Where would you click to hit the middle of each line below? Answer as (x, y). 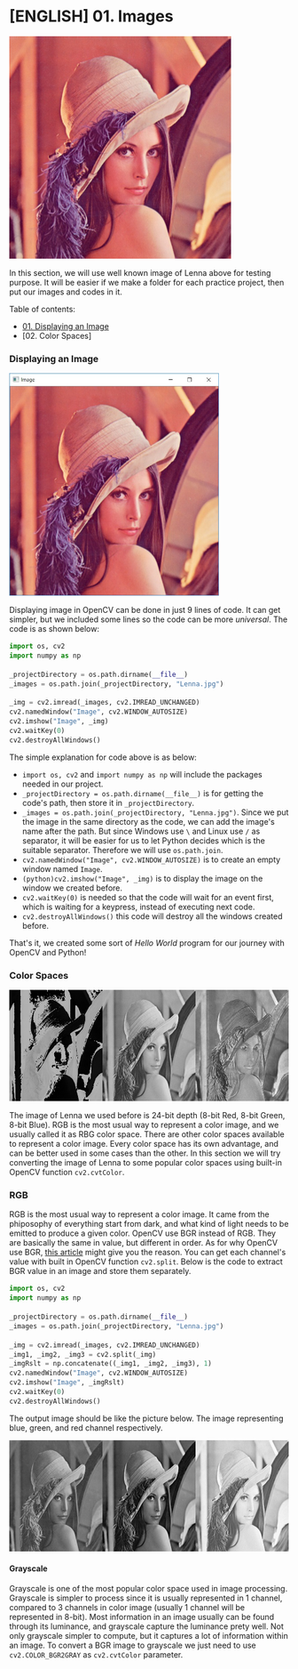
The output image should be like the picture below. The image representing (146, 1418)
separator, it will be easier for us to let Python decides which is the (144, 840)
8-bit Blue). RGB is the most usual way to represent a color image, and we (144, 1125)
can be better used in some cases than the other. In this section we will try (145, 1153)
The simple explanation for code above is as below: (103, 757)
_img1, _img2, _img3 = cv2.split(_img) (83, 1354)
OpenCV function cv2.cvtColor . (67, 1173)
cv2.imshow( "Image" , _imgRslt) (67, 1383)
